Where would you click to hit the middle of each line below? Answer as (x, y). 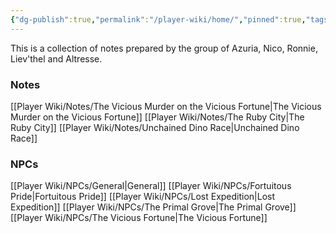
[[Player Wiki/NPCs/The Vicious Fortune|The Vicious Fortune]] (139, 218)
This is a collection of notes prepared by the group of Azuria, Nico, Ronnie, (164, 48)
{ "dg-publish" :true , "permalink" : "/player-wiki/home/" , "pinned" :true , (158, 19)
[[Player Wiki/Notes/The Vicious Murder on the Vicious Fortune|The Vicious (166, 106)
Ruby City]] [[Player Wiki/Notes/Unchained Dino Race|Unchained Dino (155, 127)
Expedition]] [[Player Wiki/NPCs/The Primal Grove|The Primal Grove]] (153, 207)
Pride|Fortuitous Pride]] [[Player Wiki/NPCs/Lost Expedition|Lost (143, 197)
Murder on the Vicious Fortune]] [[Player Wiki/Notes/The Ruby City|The (157, 117)
